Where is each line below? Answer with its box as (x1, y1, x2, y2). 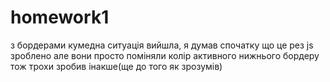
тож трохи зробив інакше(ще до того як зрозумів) (10, 60, 223, 72)
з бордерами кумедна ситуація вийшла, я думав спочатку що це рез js (10, 39, 314, 51)
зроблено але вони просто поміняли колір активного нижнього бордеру (10, 49, 320, 61)
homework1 (10, 6, 110, 29)
